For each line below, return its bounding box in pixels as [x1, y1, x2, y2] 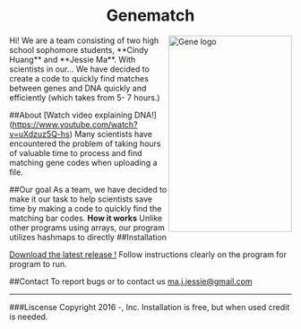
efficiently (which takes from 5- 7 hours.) [9, 91, 160, 103]
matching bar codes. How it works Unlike [9, 212, 163, 223]
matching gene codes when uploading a [9, 157, 158, 168]
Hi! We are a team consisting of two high [9, 35, 159, 46]
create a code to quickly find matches [9, 73, 150, 83]
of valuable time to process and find [9, 147, 142, 158]
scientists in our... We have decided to [9, 64, 150, 74]
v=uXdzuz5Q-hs [9, 128, 70, 139]
